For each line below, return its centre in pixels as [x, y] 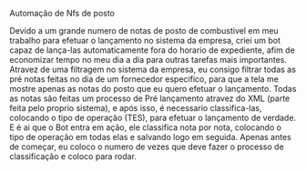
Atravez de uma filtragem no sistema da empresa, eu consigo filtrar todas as [153, 69]
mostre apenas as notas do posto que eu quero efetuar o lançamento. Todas [153, 89]
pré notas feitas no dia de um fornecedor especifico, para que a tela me [144, 79]
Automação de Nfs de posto [62, 13]
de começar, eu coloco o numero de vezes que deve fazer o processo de [147, 146]
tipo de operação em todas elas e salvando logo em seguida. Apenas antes [150, 137]
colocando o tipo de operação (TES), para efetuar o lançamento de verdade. [153, 118]
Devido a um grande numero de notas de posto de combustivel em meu [144, 30]
